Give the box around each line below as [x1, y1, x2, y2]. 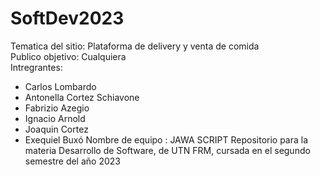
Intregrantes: [10, 61, 63, 73]
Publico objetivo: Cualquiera [10, 50, 127, 62]
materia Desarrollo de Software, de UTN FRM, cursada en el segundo [24, 144, 311, 156]
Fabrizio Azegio [24, 102, 90, 114]
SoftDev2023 [10, 7, 125, 30]
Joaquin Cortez [24, 123, 89, 135]
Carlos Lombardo [24, 80, 97, 92]
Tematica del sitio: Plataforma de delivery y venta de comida [10, 40, 260, 52]
